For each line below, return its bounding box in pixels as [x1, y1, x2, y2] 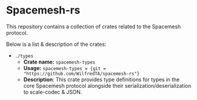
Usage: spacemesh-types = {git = [23, 64, 106, 71]
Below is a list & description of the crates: [6, 41, 107, 48]
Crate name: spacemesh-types [23, 58, 96, 65]
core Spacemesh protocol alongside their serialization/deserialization [23, 82, 192, 89]
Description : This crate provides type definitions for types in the [23, 76, 180, 83]
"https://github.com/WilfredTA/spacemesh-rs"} [23, 71, 140, 76]
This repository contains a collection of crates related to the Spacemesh [6, 23, 181, 30]
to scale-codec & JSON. [23, 88, 82, 95]
